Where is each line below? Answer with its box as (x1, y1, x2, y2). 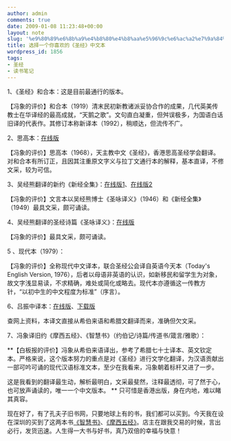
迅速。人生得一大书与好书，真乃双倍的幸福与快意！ (36, 427, 182, 435)
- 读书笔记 (7, 67, 34, 74)
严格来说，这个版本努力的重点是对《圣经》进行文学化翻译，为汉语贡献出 (19, 354, 224, 363)
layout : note (7, 29, 45, 36)
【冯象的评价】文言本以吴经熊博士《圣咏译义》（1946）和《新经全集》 (7, 194, 201, 203)
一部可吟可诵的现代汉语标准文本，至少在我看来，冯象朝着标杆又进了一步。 (7, 363, 218, 371)
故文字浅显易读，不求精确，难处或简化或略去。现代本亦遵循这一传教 (7, 279, 200, 287)
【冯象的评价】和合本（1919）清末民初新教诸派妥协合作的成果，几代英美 (7, 102, 212, 110)
